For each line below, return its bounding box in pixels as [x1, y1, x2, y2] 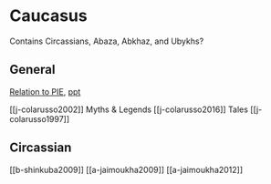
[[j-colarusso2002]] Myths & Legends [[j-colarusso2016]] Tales [9, 104, 249, 115]
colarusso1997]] [9, 113, 70, 124]
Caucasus [9, 5, 89, 26]
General [9, 62, 57, 77]
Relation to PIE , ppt [9, 86, 81, 97]
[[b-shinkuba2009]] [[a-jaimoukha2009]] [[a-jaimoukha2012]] [9, 164, 244, 175]
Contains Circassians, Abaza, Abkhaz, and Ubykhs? [9, 36, 204, 46]
